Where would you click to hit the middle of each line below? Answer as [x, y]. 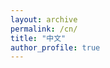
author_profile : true [55, 47]
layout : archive [44, 19]
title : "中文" [38, 38]
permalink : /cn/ [44, 29]
